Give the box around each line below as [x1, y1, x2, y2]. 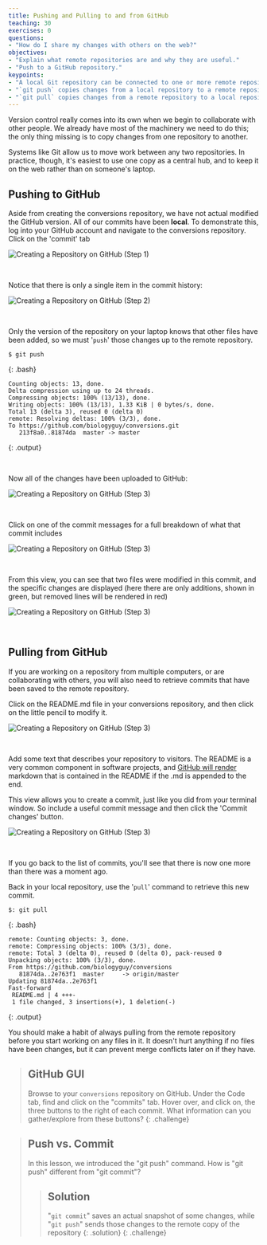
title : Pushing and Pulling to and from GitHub [8, 11, 169, 20]
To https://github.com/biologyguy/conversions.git [8, 422, 180, 430]
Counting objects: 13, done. [8, 380, 105, 388]
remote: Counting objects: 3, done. [8, 935, 130, 943]
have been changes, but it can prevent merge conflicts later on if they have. [8, 1044, 256, 1054]
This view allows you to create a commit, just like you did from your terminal [8, 795, 257, 804]
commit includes [8, 528, 63, 538]
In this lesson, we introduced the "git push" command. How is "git [27, 1158, 244, 1168]
